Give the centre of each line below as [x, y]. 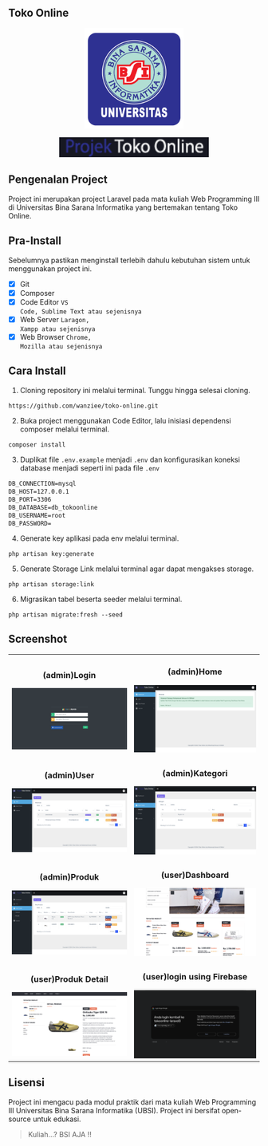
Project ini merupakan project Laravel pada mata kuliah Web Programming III [134, 199]
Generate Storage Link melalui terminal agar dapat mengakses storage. [137, 569]
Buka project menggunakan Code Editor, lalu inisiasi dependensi [125, 420]
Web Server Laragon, [55, 319]
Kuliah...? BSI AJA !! [59, 1134]
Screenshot [38, 639]
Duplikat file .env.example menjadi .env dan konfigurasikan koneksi [130, 459]
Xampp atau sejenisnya [57, 329]
